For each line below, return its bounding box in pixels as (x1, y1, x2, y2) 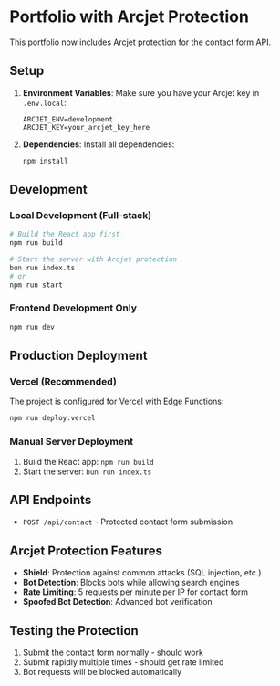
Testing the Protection (9, 623, 139, 639)
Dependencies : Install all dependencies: (22, 139, 175, 150)
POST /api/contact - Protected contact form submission (22, 516, 233, 527)
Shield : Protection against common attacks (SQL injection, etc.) (22, 567, 262, 578)
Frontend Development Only (9, 301, 137, 314)
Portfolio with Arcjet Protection (9, 6, 249, 27)
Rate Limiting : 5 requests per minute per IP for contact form (22, 586, 249, 597)
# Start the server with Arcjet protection (9, 255, 178, 264)
